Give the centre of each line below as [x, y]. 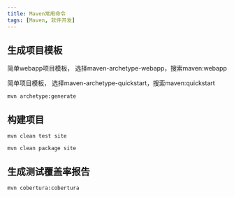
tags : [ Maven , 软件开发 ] [41, 20]
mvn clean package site [42, 148]
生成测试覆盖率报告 [49, 172]
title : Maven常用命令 [37, 14]
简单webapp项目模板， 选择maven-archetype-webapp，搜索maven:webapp [117, 68]
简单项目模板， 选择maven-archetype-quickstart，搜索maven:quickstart [111, 83]
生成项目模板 [35, 50]
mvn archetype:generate [42, 96]
